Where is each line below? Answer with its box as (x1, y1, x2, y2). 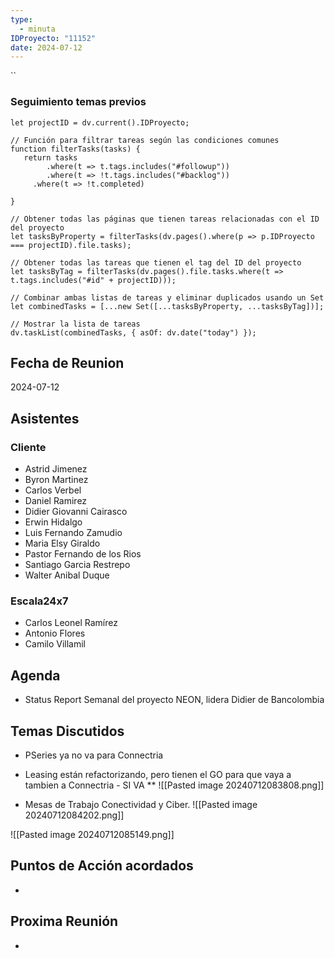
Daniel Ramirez (24, 495, 88, 507)
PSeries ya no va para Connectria (24, 749, 164, 761)
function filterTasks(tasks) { (10, 144, 141, 154)
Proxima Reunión (10, 913, 119, 930)
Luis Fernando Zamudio (24, 527, 123, 539)
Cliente (10, 440, 47, 454)
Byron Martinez (24, 474, 89, 486)
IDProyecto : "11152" (10, 33, 97, 43)
